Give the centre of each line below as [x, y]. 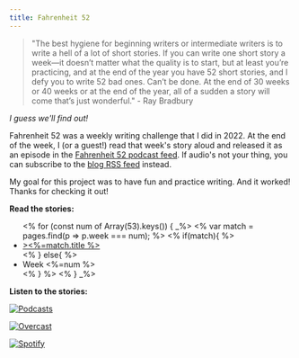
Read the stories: [42, 209]
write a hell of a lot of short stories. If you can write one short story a [158, 53]
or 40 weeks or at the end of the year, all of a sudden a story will [151, 91]
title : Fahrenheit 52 [50, 18]
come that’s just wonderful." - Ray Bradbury [112, 101]
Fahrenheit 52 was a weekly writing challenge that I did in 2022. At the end [147, 135]
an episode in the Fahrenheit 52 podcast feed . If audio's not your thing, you [149, 155]
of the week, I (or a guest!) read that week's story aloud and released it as [146, 145]
